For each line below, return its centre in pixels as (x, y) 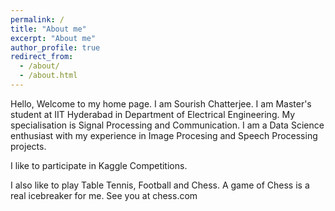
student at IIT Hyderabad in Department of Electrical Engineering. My (153, 114)
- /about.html (48, 76)
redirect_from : (42, 57)
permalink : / (37, 19)
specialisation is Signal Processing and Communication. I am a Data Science (167, 125)
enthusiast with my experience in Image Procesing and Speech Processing (164, 135)
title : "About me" (48, 29)
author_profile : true (55, 47)
